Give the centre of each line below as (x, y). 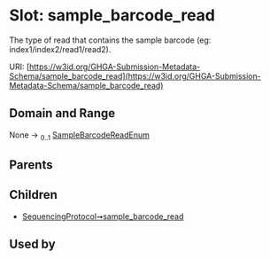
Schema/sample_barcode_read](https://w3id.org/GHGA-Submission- (135, 75)
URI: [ (19, 67)
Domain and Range (62, 113)
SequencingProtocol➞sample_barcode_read (103, 216)
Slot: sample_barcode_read (112, 16)
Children (33, 195)
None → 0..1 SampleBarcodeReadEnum (80, 136)
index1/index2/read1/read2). (60, 49)
